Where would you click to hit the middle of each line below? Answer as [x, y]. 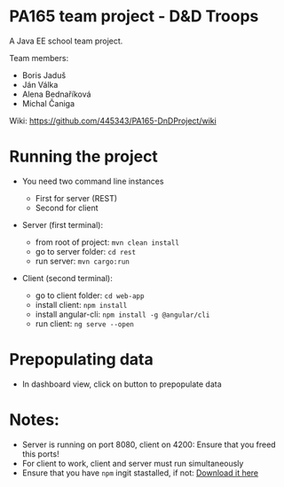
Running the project [83, 157]
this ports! [40, 453]
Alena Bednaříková [56, 94]
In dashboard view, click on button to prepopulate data [122, 384]
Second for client [67, 208]
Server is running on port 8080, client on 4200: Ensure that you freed [149, 444]
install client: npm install [81, 304]
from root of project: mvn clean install [107, 242]
